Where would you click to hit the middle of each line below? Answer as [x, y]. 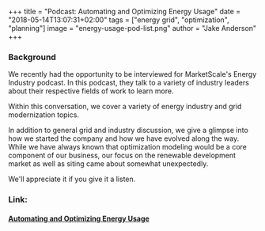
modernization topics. [44, 115]
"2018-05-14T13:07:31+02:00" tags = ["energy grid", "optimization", [119, 20]
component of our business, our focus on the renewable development [122, 155]
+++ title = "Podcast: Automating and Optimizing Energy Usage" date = [125, 11]
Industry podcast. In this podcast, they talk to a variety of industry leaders [129, 83]
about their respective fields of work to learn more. [91, 91]
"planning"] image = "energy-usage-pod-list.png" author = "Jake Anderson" [132, 28]
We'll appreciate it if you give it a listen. [72, 179]
